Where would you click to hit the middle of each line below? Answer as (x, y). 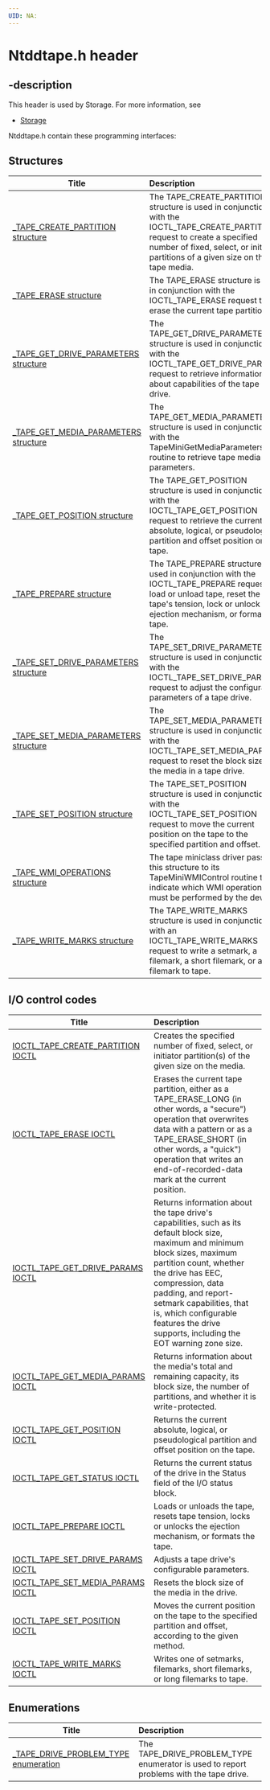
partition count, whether (199, 1263)
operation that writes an (198, 1160)
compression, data (189, 1283)
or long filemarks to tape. (201, 1679)
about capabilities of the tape (204, 384)
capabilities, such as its (198, 1223)
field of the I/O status (193, 1483)
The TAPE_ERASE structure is (205, 281)
